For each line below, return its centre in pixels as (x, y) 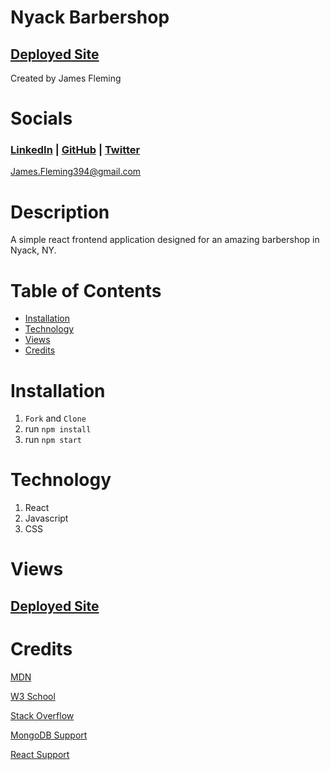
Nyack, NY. (33, 250)
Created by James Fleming (66, 78)
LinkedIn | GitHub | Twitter (75, 150)
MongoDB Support (49, 735)
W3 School (33, 696)
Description (60, 212)
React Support (40, 754)
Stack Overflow (42, 715)
